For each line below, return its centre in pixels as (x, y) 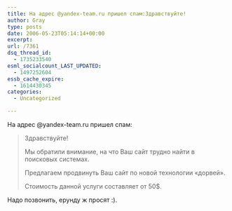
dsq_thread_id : (29, 53)
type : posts (25, 27)
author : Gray (26, 20)
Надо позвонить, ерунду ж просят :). (62, 200)
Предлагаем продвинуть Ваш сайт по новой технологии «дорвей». (125, 173)
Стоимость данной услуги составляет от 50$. (93, 186)
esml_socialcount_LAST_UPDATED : (54, 66)
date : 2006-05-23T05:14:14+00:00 (56, 33)
